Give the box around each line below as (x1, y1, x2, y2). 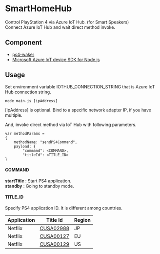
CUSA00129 (40, 240, 70, 247)
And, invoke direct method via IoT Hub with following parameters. (5, 122, 137, 127)
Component (5, 39, 42, 47)
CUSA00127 (40, 233, 70, 239)
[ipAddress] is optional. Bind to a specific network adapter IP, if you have (5, 107, 152, 113)
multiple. (5, 112, 23, 118)
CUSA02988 (40, 225, 70, 232)
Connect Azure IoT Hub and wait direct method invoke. (5, 24, 116, 30)
